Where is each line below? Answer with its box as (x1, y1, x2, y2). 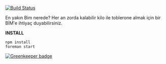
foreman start (5, 44, 36, 49)
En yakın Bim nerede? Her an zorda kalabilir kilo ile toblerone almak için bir (5, 15, 161, 20)
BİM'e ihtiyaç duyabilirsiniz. (5, 20, 62, 26)
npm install (5, 40, 30, 45)
